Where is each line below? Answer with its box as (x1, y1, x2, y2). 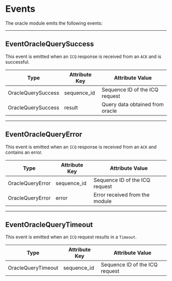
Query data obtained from (101, 101, 164, 108)
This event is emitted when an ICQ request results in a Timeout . (5, 234, 137, 240)
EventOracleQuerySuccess (5, 39, 94, 49)
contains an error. (5, 149, 42, 155)
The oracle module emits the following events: (5, 20, 103, 26)
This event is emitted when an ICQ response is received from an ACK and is (5, 53, 162, 59)
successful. (5, 58, 30, 65)
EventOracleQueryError (5, 130, 82, 139)
